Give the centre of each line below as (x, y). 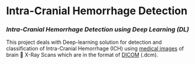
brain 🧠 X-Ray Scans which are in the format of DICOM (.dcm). (82, 55)
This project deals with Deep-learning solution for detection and (84, 42)
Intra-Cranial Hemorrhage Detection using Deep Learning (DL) (97, 30)
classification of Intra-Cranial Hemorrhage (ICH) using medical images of (95, 49)
